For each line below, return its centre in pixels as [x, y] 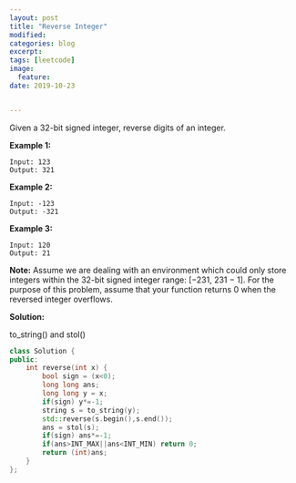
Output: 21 [30, 253]
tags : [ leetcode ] [42, 60]
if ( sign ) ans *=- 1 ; [77, 436]
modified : [28, 35]
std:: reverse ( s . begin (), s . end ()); [107, 419]
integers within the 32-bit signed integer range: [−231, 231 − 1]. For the [142, 280]
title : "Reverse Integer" [58, 26]
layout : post [34, 18]
